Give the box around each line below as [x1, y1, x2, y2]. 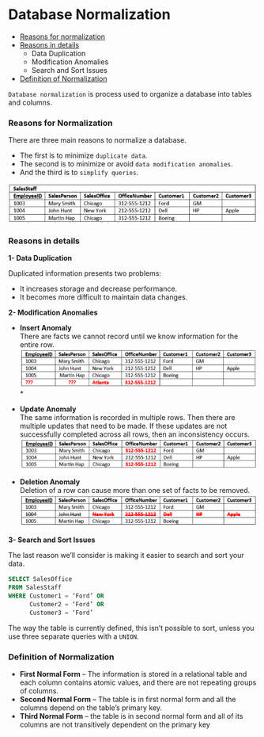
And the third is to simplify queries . [19, 168, 139, 178]
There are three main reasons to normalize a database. [8, 136, 187, 145]
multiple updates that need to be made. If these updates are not [19, 421, 228, 430]
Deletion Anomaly [19, 477, 81, 487]
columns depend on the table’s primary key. [19, 703, 163, 712]
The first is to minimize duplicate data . [19, 151, 148, 160]
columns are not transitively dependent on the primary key [19, 720, 211, 729]
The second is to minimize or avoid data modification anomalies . [19, 159, 233, 169]
